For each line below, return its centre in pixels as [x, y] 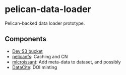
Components [25, 39]
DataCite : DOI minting [35, 67]
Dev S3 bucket [27, 51]
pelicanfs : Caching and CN [40, 56]
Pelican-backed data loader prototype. [45, 23]
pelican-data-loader [48, 9]
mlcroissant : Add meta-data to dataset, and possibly [67, 62]
